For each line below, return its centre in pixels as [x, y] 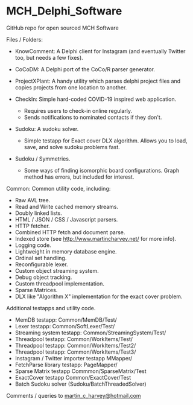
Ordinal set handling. [41, 258]
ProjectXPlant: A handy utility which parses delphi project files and [98, 81]
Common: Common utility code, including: [59, 188]
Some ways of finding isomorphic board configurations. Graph [102, 170]
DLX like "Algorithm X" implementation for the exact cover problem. [99, 296]
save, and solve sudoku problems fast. [72, 147]
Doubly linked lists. [38, 213]
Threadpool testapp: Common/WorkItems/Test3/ [75, 352]
